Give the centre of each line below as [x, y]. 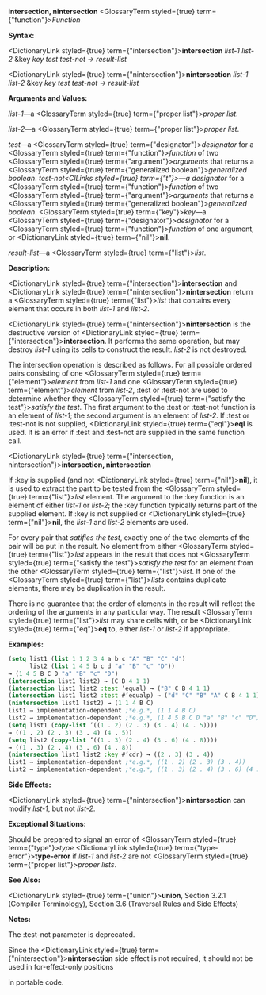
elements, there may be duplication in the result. [87, 588]
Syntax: [21, 35]
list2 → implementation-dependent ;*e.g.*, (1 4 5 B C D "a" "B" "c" [125, 718]
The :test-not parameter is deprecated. [72, 935]
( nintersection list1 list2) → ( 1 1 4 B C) [81, 703]
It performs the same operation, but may [174, 341]
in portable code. [36, 982]
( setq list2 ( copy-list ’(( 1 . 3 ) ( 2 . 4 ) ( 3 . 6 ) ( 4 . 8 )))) [113, 740]
